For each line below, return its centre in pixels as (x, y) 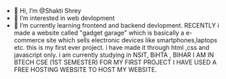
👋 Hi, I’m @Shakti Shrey (47, 11)
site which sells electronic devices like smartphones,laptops (132, 40)
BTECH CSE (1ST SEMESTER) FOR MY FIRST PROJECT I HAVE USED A (115, 62)
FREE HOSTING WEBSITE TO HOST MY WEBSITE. (85, 70)
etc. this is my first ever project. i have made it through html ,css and (112, 47)
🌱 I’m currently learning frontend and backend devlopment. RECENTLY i (116, 25)
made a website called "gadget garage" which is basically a (99, 33)
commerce (29, 40)
